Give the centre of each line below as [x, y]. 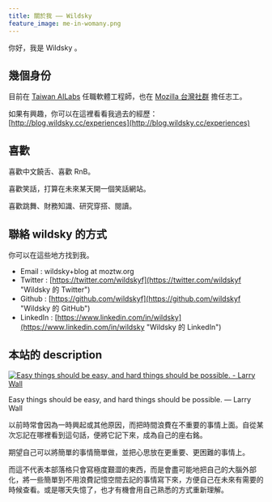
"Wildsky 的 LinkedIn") [184, 327]
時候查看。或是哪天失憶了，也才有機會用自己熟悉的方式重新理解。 [118, 489]
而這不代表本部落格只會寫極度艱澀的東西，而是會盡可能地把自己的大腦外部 [132, 469]
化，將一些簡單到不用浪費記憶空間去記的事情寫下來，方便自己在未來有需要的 [136, 479]
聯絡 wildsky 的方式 [58, 234]
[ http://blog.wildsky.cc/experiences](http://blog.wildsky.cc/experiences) [130, 123]
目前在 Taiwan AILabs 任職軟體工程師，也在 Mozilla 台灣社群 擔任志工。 [127, 97]
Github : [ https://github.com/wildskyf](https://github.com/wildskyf [130, 298]
